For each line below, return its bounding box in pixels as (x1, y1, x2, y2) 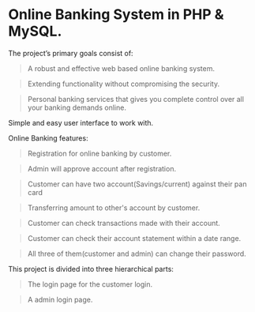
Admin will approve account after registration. (27, 164, 176, 173)
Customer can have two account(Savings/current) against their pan (27, 179, 247, 189)
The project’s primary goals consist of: (8, 48, 133, 58)
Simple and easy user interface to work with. (8, 118, 154, 127)
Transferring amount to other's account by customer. (27, 203, 201, 212)
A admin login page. (27, 295, 93, 304)
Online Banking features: (8, 133, 88, 143)
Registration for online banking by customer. (27, 148, 172, 158)
